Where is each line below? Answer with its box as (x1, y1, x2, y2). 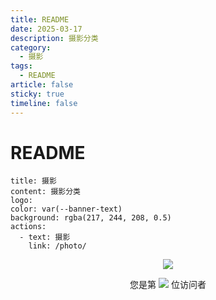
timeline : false (10, 98, 78, 108)
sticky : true (10, 89, 65, 99)
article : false (10, 80, 74, 90)
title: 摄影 (10, 176, 57, 186)
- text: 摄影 (19, 232, 71, 243)
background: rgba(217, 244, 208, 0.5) (10, 213, 172, 223)
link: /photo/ (28, 241, 87, 251)
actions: (10, 222, 47, 232)
